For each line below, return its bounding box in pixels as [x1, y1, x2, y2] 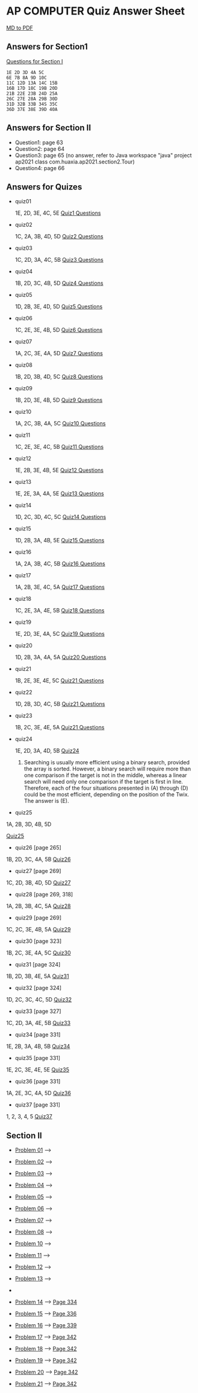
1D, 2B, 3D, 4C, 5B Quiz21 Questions [14, 700, 105, 708]
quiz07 [14, 338, 32, 345]
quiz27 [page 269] [14, 868, 61, 875]
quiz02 [14, 221, 33, 229]
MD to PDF [6, 24, 33, 31]
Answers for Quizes [6, 182, 82, 192]
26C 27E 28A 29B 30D [6, 95, 58, 102]
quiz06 [14, 315, 33, 322]
